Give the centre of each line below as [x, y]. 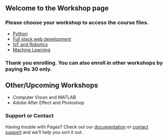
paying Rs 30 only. [29, 69]
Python [20, 33]
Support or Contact [30, 116]
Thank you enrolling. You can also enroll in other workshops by [84, 62]
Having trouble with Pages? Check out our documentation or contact [77, 127]
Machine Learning [31, 49]
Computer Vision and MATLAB [44, 97]
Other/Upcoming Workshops [52, 85]
